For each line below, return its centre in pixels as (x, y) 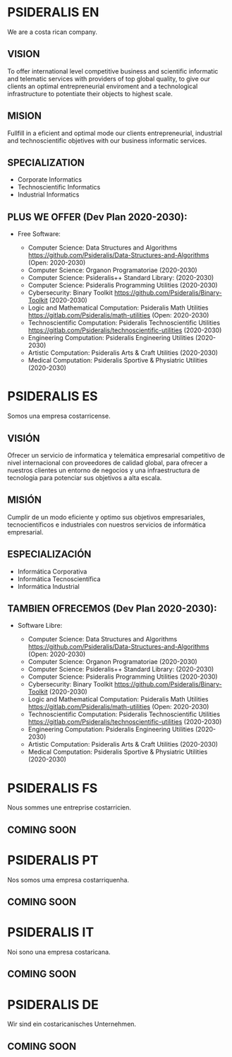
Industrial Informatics (48, 194)
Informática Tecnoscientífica (59, 579)
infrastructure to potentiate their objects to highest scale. (90, 93)
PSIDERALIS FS (53, 788)
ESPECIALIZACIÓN (49, 555)
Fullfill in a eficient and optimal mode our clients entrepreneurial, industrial (115, 133)
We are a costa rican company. (52, 32)
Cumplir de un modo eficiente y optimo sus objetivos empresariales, (106, 517)
